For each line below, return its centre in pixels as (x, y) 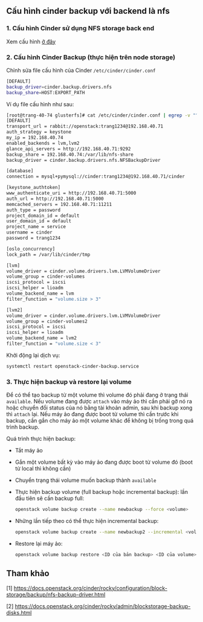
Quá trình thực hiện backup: (41, 439)
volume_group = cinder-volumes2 (47, 321)
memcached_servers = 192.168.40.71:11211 (59, 204)
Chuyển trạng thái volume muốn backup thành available (85, 480)
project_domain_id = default (43, 216)
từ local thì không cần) (43, 469)
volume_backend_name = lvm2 (42, 338)
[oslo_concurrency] (31, 249)
